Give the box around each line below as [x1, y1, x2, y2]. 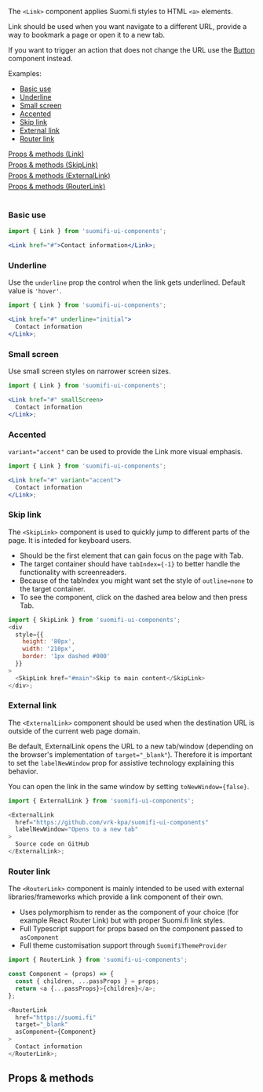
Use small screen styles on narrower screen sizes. [8, 366, 171, 376]
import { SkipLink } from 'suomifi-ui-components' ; [8, 616, 181, 624]
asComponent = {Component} [15, 1028, 97, 1036]
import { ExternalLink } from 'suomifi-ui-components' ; [8, 796, 195, 805]
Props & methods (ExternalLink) [8, 171, 111, 180]
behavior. [8, 766, 38, 776]
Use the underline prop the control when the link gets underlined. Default [8, 278, 246, 287]
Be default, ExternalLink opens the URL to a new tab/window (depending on [8, 741, 254, 751]
